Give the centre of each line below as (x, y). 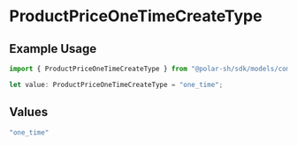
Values (29, 112)
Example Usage (53, 49)
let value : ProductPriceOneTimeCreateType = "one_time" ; (116, 84)
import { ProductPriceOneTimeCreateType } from (99, 69)
